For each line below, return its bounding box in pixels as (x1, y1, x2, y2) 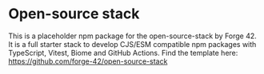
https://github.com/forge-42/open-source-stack (8, 56, 168, 66)
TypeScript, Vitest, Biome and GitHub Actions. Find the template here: (8, 48, 238, 57)
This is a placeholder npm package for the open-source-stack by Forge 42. (8, 31, 258, 41)
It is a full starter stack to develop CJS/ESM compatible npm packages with (8, 39, 257, 49)
